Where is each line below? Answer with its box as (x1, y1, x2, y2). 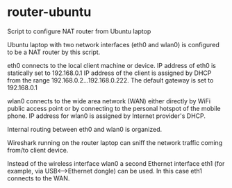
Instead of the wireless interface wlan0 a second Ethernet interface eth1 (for (7, 159, 225, 167)
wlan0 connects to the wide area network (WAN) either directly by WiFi (7, 96, 210, 105)
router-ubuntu (7, 4, 92, 20)
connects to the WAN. (7, 174, 70, 182)
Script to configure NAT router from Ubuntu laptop (7, 27, 151, 35)
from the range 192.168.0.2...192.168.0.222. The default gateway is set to (7, 76, 214, 84)
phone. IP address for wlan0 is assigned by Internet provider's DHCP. (7, 112, 206, 120)
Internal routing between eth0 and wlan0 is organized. (7, 125, 163, 133)
